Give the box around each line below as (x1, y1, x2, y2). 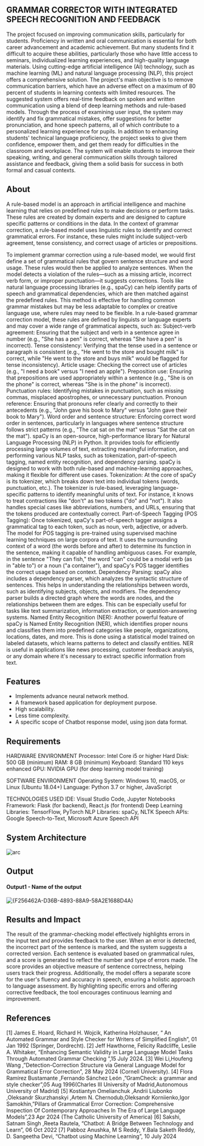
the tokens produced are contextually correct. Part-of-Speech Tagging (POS (6, 510, 198, 517)
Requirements (6, 736, 61, 746)
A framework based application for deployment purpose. (15, 699, 157, 706)
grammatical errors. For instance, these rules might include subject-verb (6, 233, 188, 240)
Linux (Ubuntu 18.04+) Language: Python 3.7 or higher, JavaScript (6, 783, 172, 791)
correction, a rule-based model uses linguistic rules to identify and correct (6, 226, 192, 233)
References (6, 1013, 51, 1023)
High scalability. (15, 706, 55, 713)
